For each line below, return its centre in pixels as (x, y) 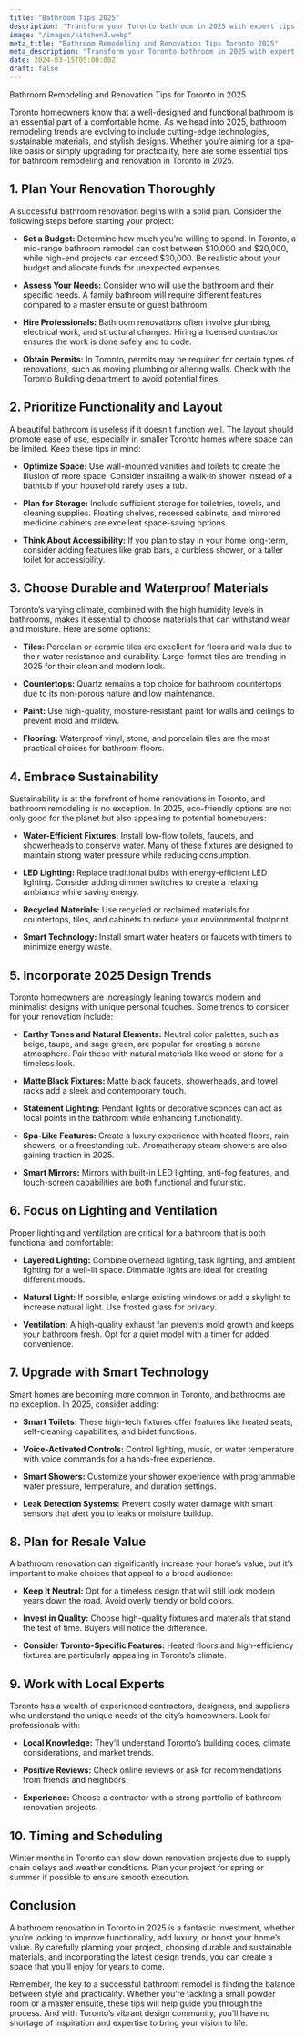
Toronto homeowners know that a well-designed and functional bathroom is (152, 112)
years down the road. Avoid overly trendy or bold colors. (128, 1601)
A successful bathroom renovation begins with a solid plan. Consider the (146, 211)
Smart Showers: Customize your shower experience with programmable (159, 1476)
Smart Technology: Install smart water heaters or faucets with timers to (158, 937)
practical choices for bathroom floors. (94, 749)
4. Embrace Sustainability (84, 776)
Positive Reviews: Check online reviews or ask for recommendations (152, 1770)
